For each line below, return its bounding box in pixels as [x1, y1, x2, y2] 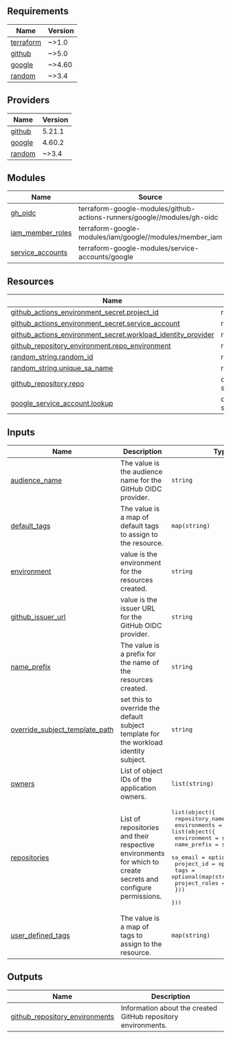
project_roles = [174, 879, 225, 887]
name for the [120, 476, 162, 485]
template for [120, 729, 160, 739]
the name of [120, 658, 159, 668]
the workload [120, 738, 163, 747]
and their [120, 831, 150, 841]
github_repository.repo [10, 379, 85, 389]
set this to [120, 695, 153, 704]
